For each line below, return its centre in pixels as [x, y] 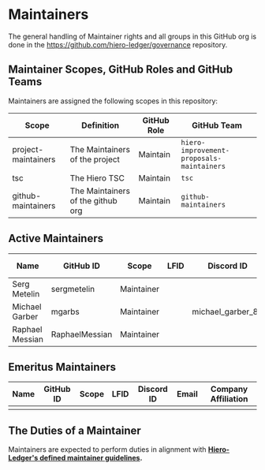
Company [229, 390]
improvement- [205, 150]
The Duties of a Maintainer [75, 430]
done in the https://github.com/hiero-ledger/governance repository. [118, 44]
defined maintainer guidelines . [91, 458]
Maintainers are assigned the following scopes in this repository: [113, 101]
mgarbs [65, 311]
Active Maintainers [56, 239]
